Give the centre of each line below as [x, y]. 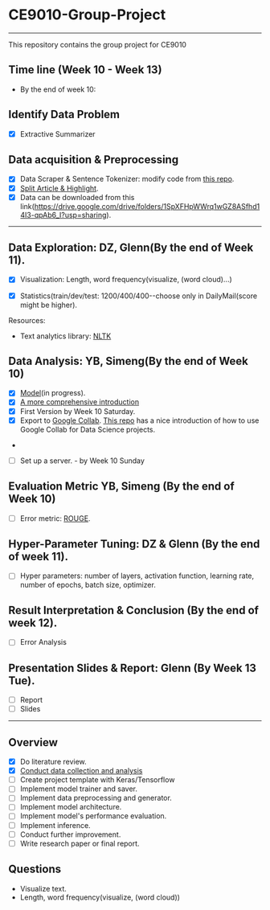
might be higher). [49, 305]
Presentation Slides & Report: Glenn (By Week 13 [133, 668]
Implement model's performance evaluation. [93, 816]
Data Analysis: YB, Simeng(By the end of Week [129, 361]
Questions [35, 869]
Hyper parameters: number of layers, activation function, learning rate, [137, 576]
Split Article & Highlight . [59, 188]
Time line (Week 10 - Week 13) [85, 70]
